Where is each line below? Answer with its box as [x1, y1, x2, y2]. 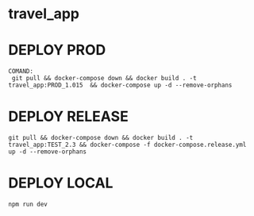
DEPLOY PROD [8, 41, 106, 60]
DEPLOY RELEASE [8, 108, 129, 125]
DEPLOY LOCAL [8, 174, 114, 192]
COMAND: [8, 67, 34, 75]
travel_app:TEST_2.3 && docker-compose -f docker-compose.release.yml [8, 141, 247, 149]
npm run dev [8, 200, 48, 208]
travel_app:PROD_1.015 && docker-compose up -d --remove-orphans [8, 81, 233, 90]
